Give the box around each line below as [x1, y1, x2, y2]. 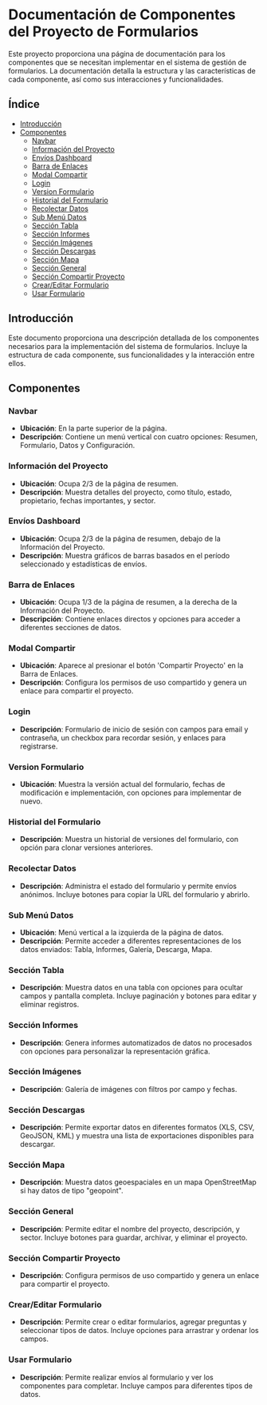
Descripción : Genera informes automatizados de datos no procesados [19, 1038, 253, 1047]
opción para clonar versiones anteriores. [19, 843, 154, 852]
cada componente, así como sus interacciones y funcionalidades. [8, 74, 224, 84]
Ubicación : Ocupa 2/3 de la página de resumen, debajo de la [19, 534, 221, 543]
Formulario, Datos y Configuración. [19, 441, 135, 450]
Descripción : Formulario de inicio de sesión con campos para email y [19, 724, 249, 734]
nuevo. [19, 796, 43, 806]
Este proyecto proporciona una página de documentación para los [8, 49, 226, 58]
